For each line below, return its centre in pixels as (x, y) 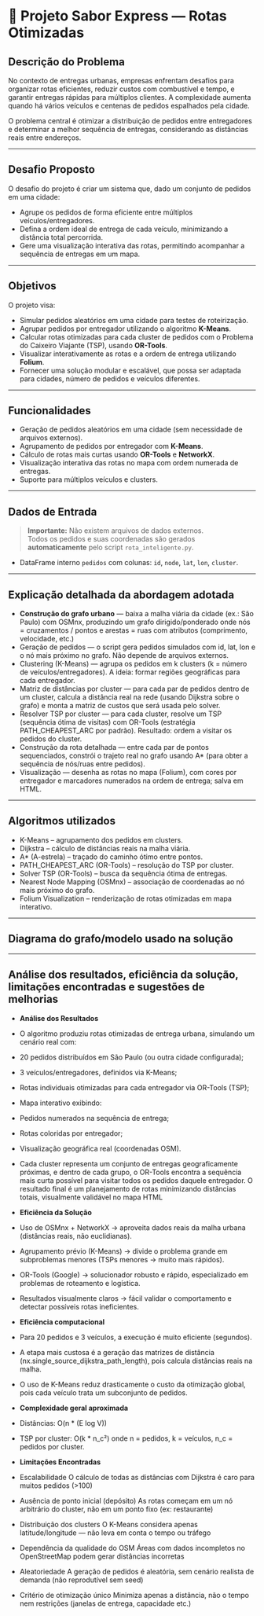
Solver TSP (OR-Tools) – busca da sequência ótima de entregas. (123, 873)
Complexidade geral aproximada (73, 1408)
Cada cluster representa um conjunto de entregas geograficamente (128, 1163)
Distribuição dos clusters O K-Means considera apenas (108, 1524)
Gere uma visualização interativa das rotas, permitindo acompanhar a (132, 245)
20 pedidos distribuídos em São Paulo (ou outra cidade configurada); (132, 1057)
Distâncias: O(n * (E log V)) (63, 1423)
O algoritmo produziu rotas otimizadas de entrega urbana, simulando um (137, 1034)
